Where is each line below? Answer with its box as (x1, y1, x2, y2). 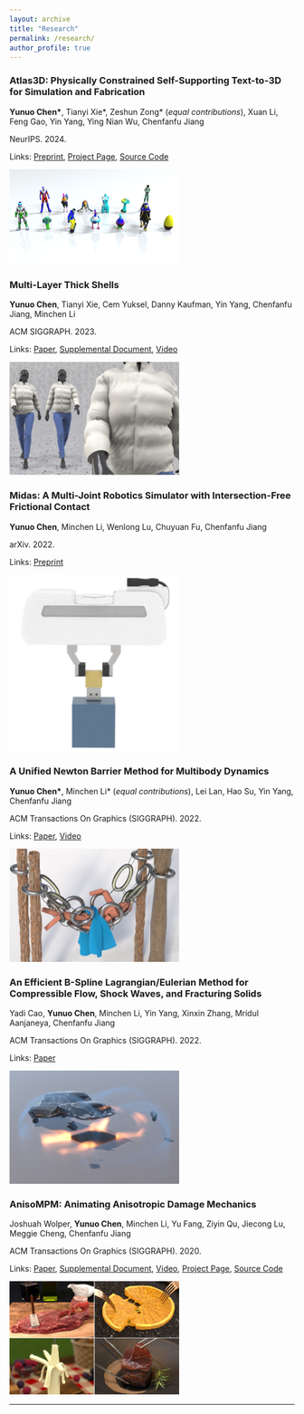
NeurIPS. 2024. (9, 133, 67, 144)
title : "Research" (9, 24, 79, 34)
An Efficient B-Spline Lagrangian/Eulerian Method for (9, 976, 249, 988)
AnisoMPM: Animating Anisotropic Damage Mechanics (9, 1198, 257, 1211)
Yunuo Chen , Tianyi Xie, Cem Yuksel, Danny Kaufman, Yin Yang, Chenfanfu (9, 299, 292, 310)
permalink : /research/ (9, 34, 95, 43)
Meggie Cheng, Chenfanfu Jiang (9, 1228, 131, 1239)
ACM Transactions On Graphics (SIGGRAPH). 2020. (9, 1246, 202, 1256)
